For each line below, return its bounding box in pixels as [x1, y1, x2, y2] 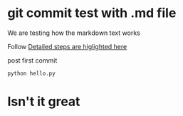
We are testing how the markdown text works [7, 28, 140, 37]
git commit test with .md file [7, 5, 177, 21]
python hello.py [7, 70, 56, 77]
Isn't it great [7, 94, 80, 110]
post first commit [7, 56, 58, 65]
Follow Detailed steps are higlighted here [7, 42, 127, 51]
